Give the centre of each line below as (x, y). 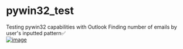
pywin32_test (40, 11)
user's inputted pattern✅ (36, 33)
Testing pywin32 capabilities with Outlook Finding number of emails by (91, 27)
